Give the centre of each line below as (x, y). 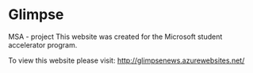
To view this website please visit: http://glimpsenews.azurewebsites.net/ (126, 60)
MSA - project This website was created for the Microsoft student (115, 36)
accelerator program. (43, 44)
